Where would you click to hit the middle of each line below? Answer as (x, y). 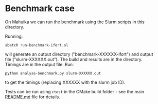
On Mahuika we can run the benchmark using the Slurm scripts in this (75, 22)
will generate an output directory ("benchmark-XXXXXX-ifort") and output (79, 54)
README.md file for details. (33, 97)
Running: (14, 36)
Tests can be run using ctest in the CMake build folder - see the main (75, 91)
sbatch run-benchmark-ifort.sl (37, 45)
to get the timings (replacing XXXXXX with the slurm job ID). (65, 82)
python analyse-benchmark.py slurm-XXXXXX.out (53, 73)
